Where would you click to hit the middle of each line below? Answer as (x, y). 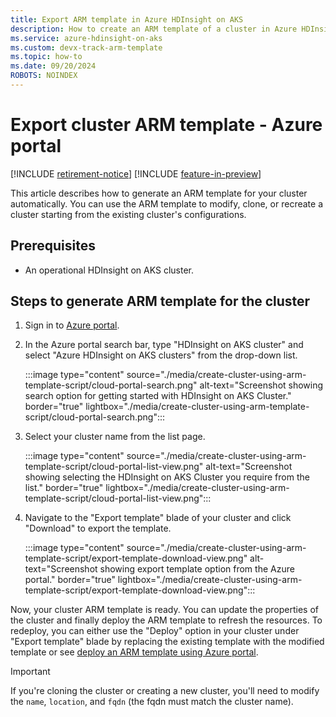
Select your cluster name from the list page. (115, 437)
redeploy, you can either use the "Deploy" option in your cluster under (155, 631)
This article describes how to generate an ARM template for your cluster (159, 193)
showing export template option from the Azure (197, 569)
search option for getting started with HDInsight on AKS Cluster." (158, 396)
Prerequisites (53, 246)
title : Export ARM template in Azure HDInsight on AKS (127, 19)
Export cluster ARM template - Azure (166, 125)
